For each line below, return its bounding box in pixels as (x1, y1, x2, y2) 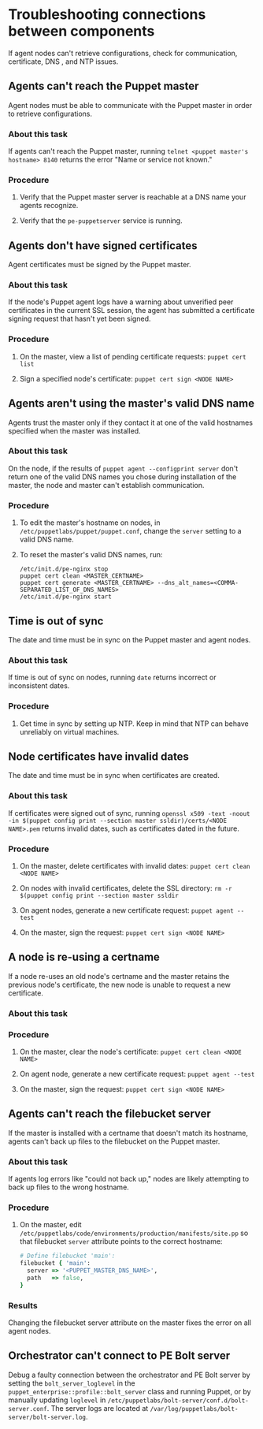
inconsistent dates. (8, 681, 70, 690)
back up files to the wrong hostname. (8, 1182, 130, 1192)
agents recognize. (19, 201, 79, 210)
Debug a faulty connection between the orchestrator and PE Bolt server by (8, 1370, 250, 1379)
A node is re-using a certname (8, 951, 160, 964)
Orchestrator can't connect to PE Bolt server (8, 1349, 231, 1363)
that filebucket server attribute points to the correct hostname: (19, 1237, 223, 1246)
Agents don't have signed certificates (8, 239, 198, 252)
